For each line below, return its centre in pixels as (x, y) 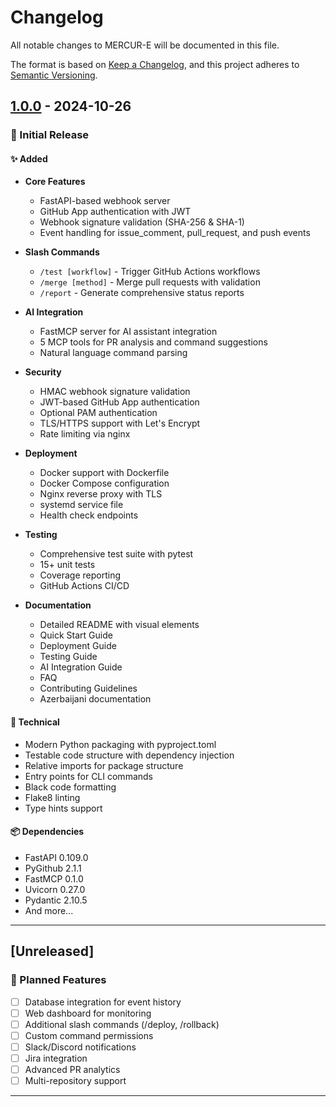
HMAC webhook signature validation (115, 392)
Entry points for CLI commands (88, 776)
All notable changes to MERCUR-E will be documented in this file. (145, 45)
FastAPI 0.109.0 (56, 857)
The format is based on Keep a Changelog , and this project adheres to (155, 64)
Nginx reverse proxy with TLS (101, 494)
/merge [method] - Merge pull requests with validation (150, 282)
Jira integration (56, 1058)
